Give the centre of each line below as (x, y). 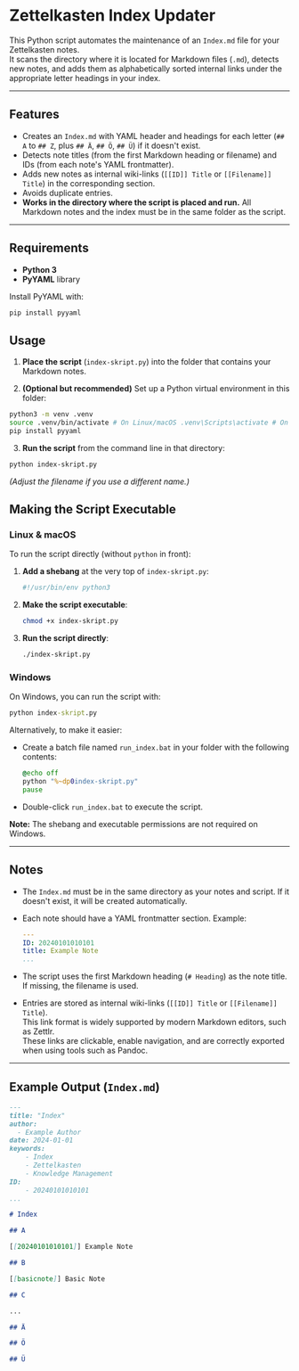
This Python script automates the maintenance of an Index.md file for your (145, 40)
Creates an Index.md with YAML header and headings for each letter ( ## (153, 135)
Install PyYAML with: (47, 296)
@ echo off (40, 773)
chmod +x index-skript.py (70, 621)
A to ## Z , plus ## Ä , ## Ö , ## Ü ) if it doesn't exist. (111, 145)
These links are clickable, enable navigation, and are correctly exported (153, 1041)
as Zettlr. (38, 1031)
